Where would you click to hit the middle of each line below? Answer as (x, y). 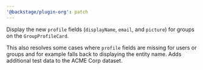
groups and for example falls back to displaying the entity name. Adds (94, 54)
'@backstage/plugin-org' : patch (47, 12)
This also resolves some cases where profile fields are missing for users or (101, 47)
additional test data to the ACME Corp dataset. (64, 60)
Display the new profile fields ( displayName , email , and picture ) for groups (101, 29)
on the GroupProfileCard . (38, 36)
